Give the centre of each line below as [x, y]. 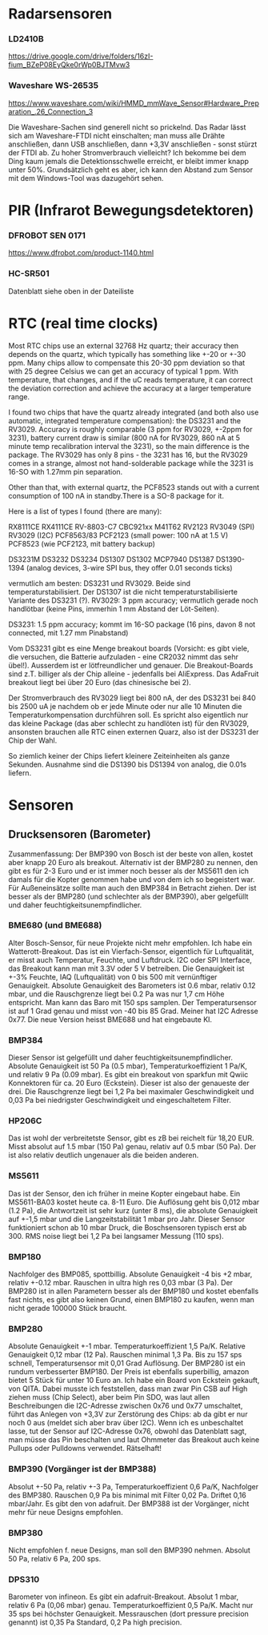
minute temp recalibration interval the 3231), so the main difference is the [129, 446]
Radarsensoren [60, 14]
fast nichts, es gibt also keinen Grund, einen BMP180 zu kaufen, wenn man [131, 1299]
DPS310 [24, 1579]
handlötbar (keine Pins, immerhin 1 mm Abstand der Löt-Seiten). [114, 608]
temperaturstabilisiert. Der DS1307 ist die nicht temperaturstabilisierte [123, 591]
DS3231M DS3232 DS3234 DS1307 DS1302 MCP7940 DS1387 [111, 559]
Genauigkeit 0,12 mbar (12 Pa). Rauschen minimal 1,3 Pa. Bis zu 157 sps [125, 1355]
